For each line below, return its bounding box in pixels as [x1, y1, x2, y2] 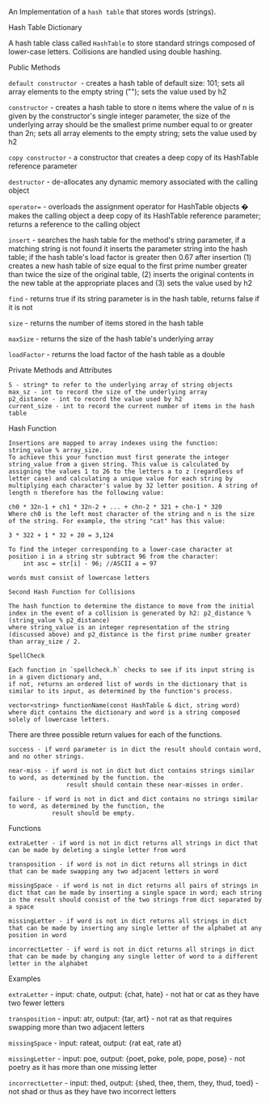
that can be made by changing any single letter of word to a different [8, 953, 259, 961]
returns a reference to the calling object [8, 220, 141, 229]
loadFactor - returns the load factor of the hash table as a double [8, 350, 226, 359]
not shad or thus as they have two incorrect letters [8, 1087, 176, 1096]
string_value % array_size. [8, 446, 103, 454]
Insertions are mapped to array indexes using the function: [8, 439, 219, 447]
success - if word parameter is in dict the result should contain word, [8, 745, 263, 753]
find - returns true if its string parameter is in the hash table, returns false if [8, 294, 260, 303]
